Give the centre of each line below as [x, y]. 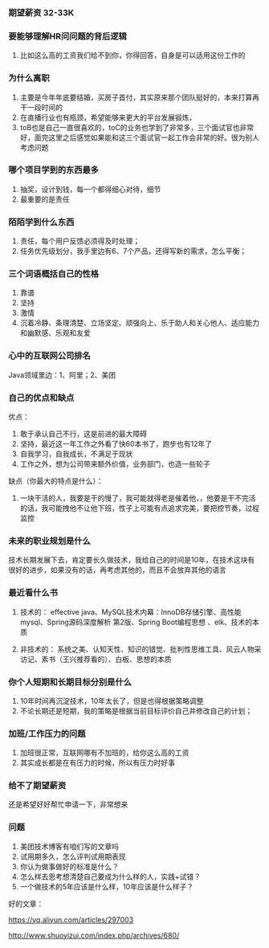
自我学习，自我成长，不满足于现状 [76, 454]
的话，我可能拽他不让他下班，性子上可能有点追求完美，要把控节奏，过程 [139, 508]
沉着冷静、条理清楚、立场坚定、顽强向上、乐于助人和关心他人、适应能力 [139, 323]
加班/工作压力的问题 [47, 733]
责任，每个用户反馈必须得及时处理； [80, 241]
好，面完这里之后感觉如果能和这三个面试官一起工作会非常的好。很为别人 [139, 137]
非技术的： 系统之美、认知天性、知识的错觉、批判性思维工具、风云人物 [137, 649]
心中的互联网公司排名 [49, 356]
